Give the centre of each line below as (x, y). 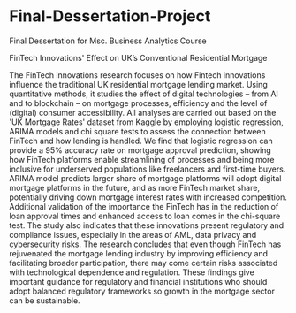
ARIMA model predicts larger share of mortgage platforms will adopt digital (145, 178)
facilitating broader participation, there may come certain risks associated (144, 263)
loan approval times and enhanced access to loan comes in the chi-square (145, 216)
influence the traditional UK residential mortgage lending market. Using (138, 84)
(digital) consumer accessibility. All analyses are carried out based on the (143, 112)
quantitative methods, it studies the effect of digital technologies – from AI (144, 94)
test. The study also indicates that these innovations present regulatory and (147, 225)
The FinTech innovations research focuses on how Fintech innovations (137, 75)
